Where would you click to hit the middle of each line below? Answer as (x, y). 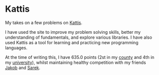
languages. (16, 48)
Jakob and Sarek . (23, 68)
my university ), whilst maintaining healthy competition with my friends (76, 62)
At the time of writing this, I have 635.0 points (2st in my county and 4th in (80, 57)
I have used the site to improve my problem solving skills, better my (73, 32)
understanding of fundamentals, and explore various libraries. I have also (79, 37)
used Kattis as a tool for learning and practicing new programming (72, 42)
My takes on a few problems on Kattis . (44, 23)
